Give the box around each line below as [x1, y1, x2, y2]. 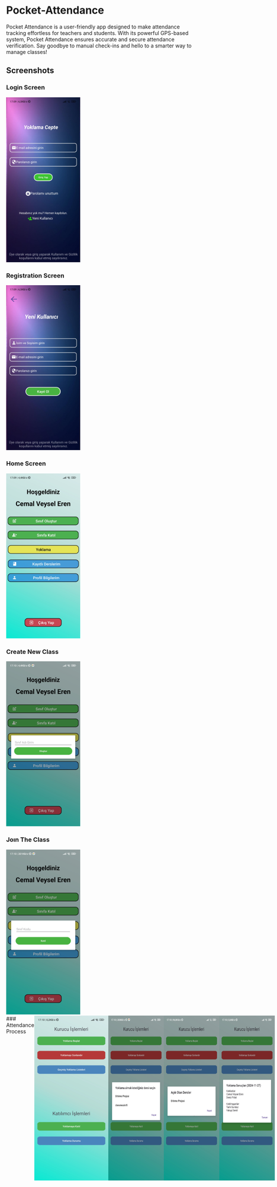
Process [6, 1028, 27, 1035]
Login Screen [6, 84, 46, 92]
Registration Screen [6, 271, 65, 279]
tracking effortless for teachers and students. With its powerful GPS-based [6, 29, 189, 36]
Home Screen [6, 460, 46, 468]
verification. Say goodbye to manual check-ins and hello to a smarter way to [6, 42, 192, 49]
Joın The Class [6, 835, 50, 844]
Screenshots [6, 66, 54, 76]
